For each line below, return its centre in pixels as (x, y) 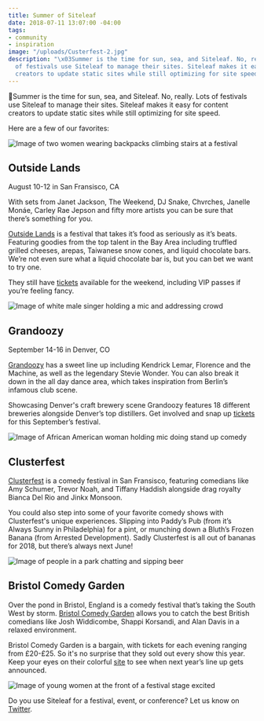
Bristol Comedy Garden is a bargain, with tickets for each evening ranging (128, 645)
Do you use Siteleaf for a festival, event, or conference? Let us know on (124, 701)
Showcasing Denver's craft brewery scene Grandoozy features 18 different (129, 405)
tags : (17, 30)
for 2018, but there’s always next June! (71, 546)
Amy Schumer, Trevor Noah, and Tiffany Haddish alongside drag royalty (125, 489)
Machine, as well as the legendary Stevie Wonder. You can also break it (124, 373)
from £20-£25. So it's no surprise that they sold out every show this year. (127, 653)
